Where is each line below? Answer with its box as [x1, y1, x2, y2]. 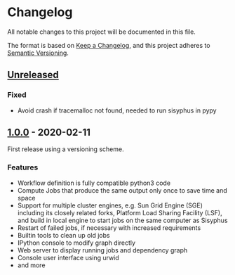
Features [7, 162, 39, 172]
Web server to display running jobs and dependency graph [17, 245, 188, 254]
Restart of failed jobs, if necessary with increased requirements [17, 223, 201, 232]
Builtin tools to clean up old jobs [17, 231, 110, 239]
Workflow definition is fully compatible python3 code [17, 179, 170, 187]
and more [17, 261, 46, 269]
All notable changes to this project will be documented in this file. [7, 27, 196, 36]
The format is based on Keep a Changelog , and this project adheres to [7, 41, 210, 49]
